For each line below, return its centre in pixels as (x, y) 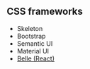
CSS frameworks (45, 12)
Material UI (33, 51)
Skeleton (30, 28)
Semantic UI (35, 43)
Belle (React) (35, 58)
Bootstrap (31, 36)
